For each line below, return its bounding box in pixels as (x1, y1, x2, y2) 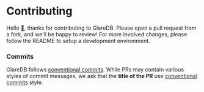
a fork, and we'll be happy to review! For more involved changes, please (6, 30, 188, 38)
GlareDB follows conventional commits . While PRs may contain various (6, 66, 184, 73)
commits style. (6, 79, 43, 86)
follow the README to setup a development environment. (6, 37, 151, 44)
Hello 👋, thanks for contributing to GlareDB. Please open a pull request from (6, 24, 197, 31)
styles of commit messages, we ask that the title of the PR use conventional (6, 73, 197, 80)
